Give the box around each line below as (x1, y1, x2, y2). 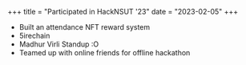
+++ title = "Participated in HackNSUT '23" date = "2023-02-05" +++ (7, 7, 239, 16)
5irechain (18, 31, 50, 40)
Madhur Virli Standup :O (18, 39, 99, 49)
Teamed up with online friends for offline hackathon (18, 48, 191, 57)
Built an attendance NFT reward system (18, 22, 151, 31)
